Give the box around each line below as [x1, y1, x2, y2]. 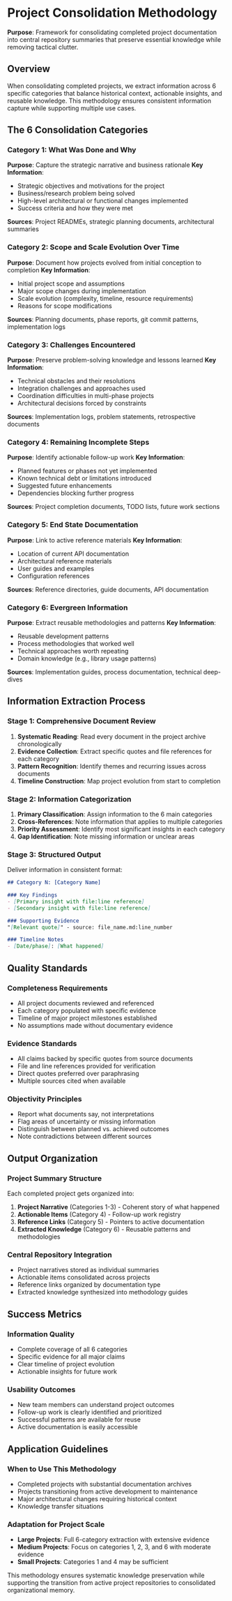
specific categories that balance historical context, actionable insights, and [7, 89, 222, 97]
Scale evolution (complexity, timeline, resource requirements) [17, 294, 194, 302]
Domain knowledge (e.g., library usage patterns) [17, 654, 157, 663]
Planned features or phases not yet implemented [17, 466, 157, 475]
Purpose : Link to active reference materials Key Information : [7, 536, 183, 544]
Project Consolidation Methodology [7, 5, 217, 21]
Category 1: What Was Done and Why [7, 145, 137, 155]
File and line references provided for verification [17, 1062, 156, 1070]
